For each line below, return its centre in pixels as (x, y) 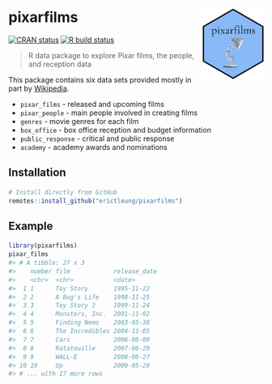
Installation (37, 173)
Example (31, 226)
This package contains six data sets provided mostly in (100, 79)
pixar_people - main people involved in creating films (109, 113)
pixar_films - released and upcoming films (92, 104)
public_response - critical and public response (97, 139)
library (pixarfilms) (43, 246)
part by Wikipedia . (39, 88)
